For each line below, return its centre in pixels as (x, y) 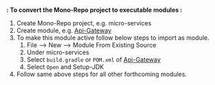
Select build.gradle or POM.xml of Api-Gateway (94, 60)
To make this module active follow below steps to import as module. (113, 38)
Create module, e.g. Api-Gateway (64, 31)
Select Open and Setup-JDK (65, 67)
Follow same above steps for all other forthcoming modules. (102, 74)
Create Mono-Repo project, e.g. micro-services (84, 23)
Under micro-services (58, 52)
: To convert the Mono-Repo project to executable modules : (94, 10)
